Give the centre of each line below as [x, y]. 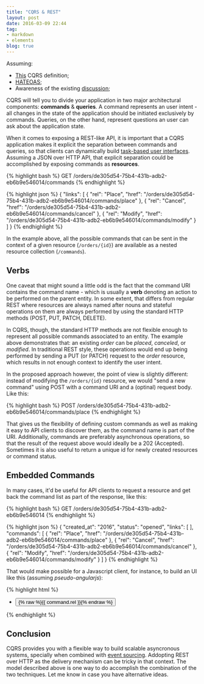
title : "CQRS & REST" [34, 12]
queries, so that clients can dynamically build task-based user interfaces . [98, 151]
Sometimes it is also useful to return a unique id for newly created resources [102, 449]
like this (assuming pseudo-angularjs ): [55, 578]
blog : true [20, 46]
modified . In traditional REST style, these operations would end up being [97, 349]
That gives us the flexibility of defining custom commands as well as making [102, 424]
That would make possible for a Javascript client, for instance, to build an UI [102, 571]
